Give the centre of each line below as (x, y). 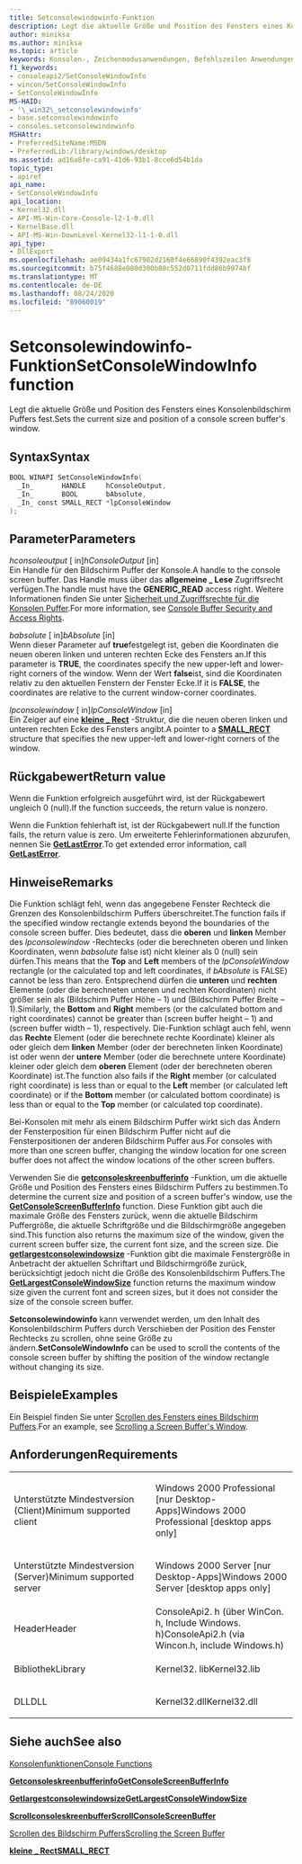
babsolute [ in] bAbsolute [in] (62, 636)
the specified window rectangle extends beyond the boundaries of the (139, 923)
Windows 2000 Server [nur (213, 1565)
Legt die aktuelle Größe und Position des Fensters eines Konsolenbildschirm (150, 409)
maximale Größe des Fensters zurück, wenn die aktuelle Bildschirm (134, 1216)
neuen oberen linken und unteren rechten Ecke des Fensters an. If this (138, 655)
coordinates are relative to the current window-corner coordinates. (133, 692)
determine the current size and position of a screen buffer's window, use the (151, 1196)
